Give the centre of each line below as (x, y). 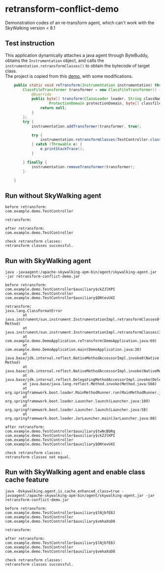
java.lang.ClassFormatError (34, 311)
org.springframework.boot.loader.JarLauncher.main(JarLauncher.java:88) (81, 419)
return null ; (54, 108)
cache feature (27, 480)
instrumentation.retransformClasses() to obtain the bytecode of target (77, 65)
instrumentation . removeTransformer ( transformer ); (83, 167)
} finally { (35, 162)
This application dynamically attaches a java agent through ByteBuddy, (77, 55)
